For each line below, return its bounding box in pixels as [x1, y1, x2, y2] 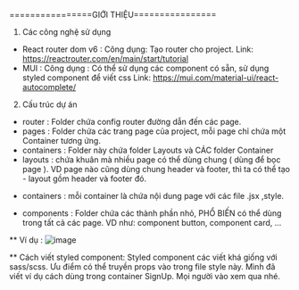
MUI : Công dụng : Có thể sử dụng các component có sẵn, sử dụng [21, 63, 270, 73]
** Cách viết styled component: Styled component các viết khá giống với [9, 252, 278, 262]
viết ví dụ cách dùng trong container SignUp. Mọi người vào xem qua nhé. [9, 271, 281, 281]
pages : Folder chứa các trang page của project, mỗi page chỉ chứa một [21, 126, 287, 137]
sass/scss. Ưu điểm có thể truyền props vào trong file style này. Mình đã [9, 261, 276, 272]
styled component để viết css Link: [21, 72, 152, 83]
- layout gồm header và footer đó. [21, 173, 147, 184]
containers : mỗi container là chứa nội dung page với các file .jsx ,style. [21, 191, 284, 201]
